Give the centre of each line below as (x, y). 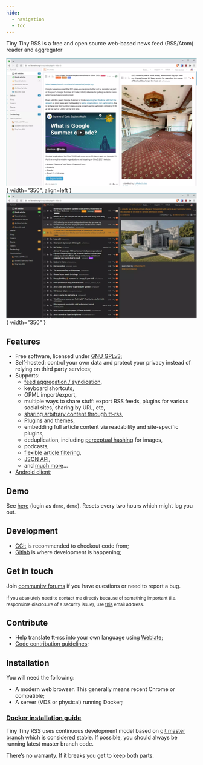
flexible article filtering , (53, 453)
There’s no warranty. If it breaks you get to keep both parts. (80, 756)
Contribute (27, 623)
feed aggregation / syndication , (63, 382)
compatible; (30, 696)
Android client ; (33, 472)
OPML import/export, (50, 395)
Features (23, 341)
